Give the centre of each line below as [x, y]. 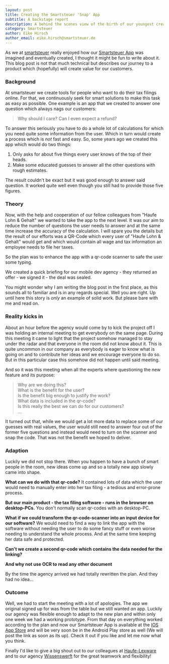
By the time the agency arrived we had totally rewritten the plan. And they [81, 574]
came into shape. [23, 472]
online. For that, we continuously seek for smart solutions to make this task [83, 98]
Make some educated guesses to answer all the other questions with [84, 165]
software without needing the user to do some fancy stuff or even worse [80, 529]
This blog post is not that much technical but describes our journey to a [79, 63]
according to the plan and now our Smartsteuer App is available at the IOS [82, 625]
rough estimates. [30, 170]
